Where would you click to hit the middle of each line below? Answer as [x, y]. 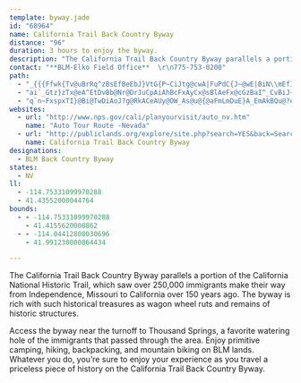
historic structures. [44, 313]
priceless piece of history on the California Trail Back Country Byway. [138, 369]
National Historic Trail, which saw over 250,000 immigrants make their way [147, 285]
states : [24, 167]
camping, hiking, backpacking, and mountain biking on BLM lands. [132, 350]
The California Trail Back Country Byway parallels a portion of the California [149, 276]
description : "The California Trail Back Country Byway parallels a [140, 59]
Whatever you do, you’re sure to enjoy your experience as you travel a [139, 360]
